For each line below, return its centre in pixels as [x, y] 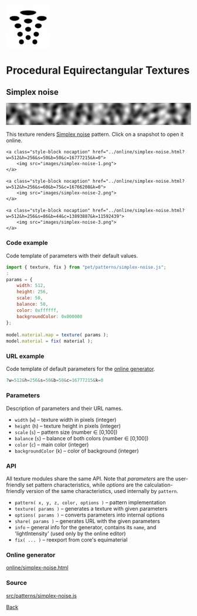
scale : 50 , [30, 298]
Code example [27, 243]
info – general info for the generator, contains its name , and [85, 527]
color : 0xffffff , [38, 310]
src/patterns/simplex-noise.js [42, 596]
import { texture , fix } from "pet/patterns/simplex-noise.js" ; [86, 267]
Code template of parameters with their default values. [72, 255]
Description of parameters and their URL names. [64, 408]
